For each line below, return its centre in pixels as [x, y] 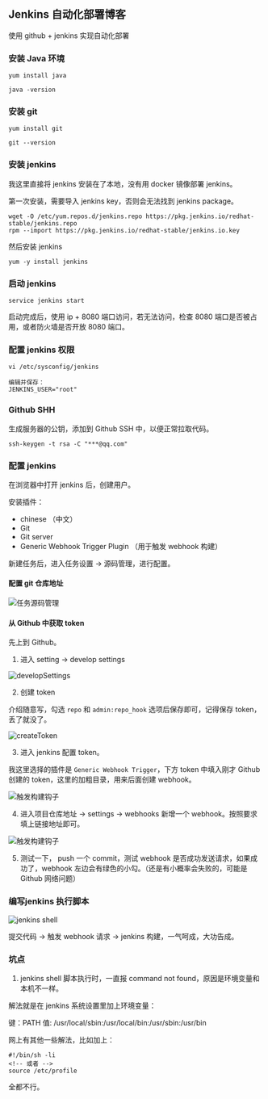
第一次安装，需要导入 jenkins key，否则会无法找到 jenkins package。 [123, 201]
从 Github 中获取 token [46, 623]
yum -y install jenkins [48, 262]
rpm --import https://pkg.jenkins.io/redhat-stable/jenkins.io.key [124, 230]
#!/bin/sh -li [32, 1055]
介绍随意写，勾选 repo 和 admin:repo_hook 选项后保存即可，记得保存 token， [135, 710]
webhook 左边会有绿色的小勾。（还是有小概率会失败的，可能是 [144, 868]
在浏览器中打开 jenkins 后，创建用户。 [72, 484]
